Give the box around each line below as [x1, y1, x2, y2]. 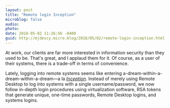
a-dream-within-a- [123, 70, 162, 76]
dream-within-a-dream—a [5, 76, 61, 82]
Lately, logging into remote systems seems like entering [5, 70, 122, 76]
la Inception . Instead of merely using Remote [61, 76, 155, 82]
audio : [5, 21, 19, 27]
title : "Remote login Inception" [5, 12, 76, 17]
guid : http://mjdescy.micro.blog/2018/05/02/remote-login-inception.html [5, 36, 165, 41]
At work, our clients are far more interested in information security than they [5, 49, 164, 56]
